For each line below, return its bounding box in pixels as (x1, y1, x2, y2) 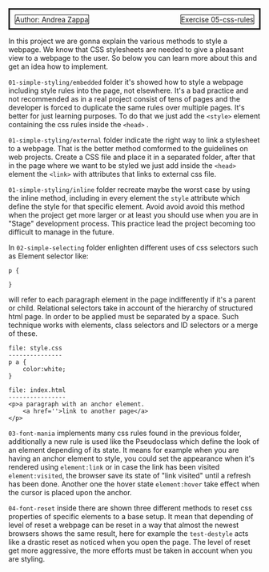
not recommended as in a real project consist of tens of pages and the (8, 94, 241, 103)
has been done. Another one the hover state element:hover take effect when (8, 479, 260, 489)
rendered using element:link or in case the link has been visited (8, 462, 220, 471)
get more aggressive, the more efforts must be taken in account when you (8, 546, 253, 555)
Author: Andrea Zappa (15, 15, 89, 24)
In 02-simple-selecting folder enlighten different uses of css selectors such (8, 243, 259, 252)
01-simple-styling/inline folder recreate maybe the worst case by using (8, 185, 251, 194)
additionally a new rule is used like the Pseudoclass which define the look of (8, 437, 260, 446)
